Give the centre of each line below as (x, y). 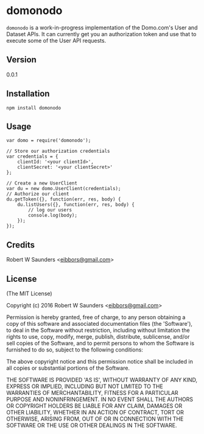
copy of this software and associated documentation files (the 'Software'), (100, 324)
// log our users (50, 210)
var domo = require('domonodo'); (49, 141)
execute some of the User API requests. (56, 40)
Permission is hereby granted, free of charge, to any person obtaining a (96, 317)
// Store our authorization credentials (58, 151)
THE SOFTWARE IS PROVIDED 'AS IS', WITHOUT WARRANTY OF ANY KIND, (102, 380)
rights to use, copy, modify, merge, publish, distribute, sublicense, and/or (98, 337)
